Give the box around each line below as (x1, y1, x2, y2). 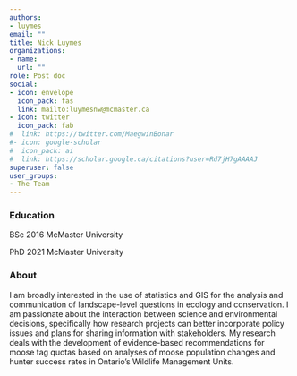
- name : (9, 55, 38, 64)
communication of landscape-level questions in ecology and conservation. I (9, 299, 289, 310)
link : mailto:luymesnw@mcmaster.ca (17, 105, 150, 114)
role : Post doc (9, 72, 66, 81)
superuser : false (9, 163, 74, 172)
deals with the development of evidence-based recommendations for (9, 337, 266, 347)
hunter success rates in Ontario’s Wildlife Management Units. (9, 355, 234, 367)
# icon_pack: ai (9, 146, 74, 155)
